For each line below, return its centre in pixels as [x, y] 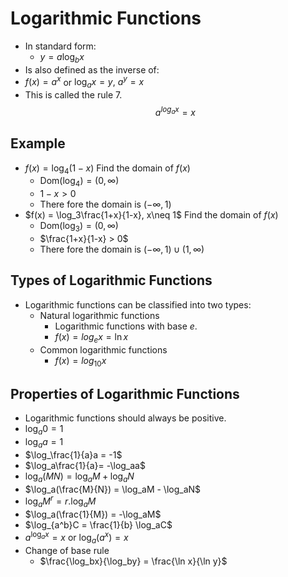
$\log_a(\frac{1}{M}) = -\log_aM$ [93, 514]
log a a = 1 [44, 443]
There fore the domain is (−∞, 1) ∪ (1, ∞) [122, 249]
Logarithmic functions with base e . [126, 326]
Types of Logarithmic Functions [111, 280]
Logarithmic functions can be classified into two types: [138, 304]
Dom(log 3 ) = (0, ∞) [79, 227]
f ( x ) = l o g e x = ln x [91, 337]
